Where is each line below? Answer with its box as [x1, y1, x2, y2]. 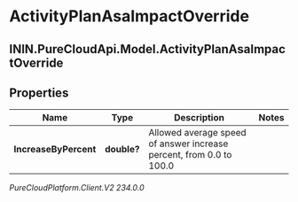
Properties [9, 85, 69, 100]
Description [174, 112, 224, 124]
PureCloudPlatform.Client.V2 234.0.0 [9, 183, 145, 193]
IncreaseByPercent [13, 144, 97, 156]
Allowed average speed [148, 127, 247, 139]
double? [105, 144, 140, 156]
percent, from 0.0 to [148, 149, 232, 161]
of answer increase [148, 137, 229, 150]
